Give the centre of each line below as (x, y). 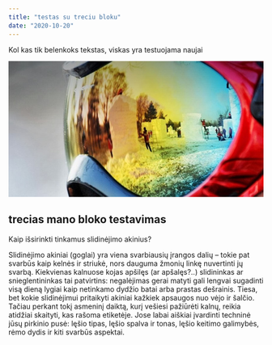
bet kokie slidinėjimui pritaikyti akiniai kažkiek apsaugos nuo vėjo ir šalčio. (132, 297)
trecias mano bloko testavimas (87, 219)
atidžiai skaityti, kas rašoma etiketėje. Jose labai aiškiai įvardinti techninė (130, 314)
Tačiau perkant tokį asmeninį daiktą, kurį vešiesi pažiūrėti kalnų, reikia (125, 306)
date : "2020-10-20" (41, 25)
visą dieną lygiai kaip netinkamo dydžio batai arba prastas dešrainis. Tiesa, (133, 289)
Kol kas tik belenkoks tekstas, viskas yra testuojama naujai (106, 49)
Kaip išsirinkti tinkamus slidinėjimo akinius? (80, 239)
